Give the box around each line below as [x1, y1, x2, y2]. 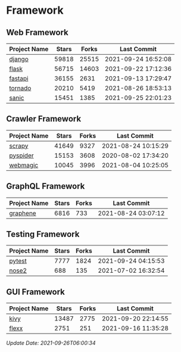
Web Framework [6, 27, 68, 38]
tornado [9, 84, 32, 92]
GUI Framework [6, 286, 65, 297]
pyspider [9, 151, 34, 160]
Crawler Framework [6, 114, 82, 124]
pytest [9, 257, 27, 265]
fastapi [9, 74, 29, 82]
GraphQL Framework [6, 181, 85, 191]
